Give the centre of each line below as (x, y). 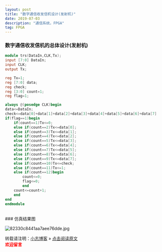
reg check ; (16, 87)
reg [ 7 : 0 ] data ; (21, 82)
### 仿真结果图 (20, 219)
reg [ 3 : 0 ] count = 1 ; (25, 92)
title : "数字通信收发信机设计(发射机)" (40, 14)
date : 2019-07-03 (22, 18)
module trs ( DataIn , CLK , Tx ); (33, 56)
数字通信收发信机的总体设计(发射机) (47, 46)
